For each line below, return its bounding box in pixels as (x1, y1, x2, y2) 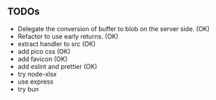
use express (17, 77, 54, 86)
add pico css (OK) (17, 47, 71, 55)
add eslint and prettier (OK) (17, 62, 98, 70)
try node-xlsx (17, 70, 57, 78)
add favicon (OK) (17, 55, 68, 63)
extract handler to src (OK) (17, 39, 96, 48)
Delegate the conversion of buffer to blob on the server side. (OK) (17, 24, 210, 33)
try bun (17, 84, 39, 93)
